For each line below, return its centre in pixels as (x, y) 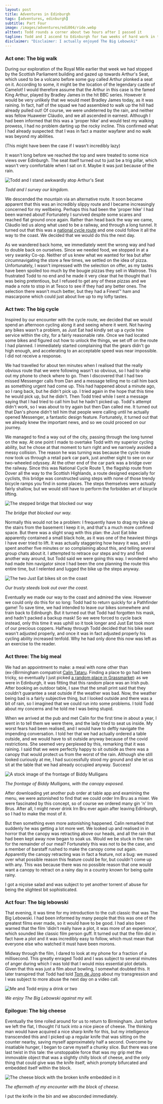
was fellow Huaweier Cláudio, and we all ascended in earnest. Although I (78, 116)
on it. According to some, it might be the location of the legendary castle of (80, 85)
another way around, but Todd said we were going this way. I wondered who (81, 559)
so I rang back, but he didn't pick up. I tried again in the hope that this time (80, 391)
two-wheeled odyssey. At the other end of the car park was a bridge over (78, 463)
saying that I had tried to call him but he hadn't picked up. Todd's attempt (78, 402)
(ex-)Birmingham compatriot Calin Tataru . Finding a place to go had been (78, 672)
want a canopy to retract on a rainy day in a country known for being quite (79, 870)
